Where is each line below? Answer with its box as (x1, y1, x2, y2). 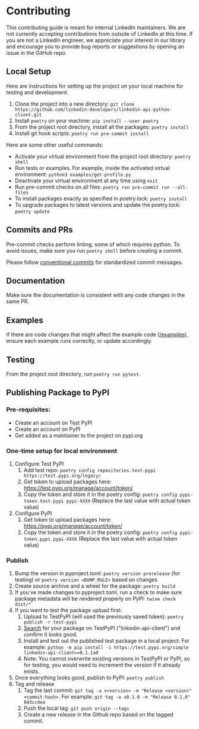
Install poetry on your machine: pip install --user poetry (14, 117, 159, 124)
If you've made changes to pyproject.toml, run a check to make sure (14, 589, 182, 596)
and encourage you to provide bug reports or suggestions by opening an (6, 43, 184, 50)
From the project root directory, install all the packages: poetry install (14, 123, 189, 131)
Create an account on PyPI (14, 425, 81, 433)
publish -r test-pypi (23, 619, 77, 625)
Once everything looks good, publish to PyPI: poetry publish (14, 674, 165, 681)
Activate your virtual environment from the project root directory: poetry (14, 153, 191, 160)
